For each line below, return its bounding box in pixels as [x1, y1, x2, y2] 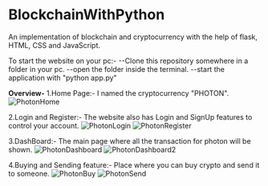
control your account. [8, 121, 79, 130]
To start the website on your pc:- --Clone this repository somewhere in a [8, 56, 249, 65]
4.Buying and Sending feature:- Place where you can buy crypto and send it [8, 160, 260, 169]
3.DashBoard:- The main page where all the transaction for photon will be [8, 136, 251, 145]
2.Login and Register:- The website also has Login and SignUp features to [8, 112, 253, 121]
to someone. [8, 168, 50, 178]
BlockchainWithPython [8, 6, 165, 24]
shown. [8, 144, 33, 154]
